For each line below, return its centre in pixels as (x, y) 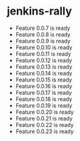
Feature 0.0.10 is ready (44, 47)
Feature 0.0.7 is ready (43, 28)
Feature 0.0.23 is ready (45, 131)
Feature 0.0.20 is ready (45, 112)
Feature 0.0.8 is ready (43, 34)
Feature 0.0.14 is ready (44, 73)
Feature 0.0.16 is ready (44, 86)
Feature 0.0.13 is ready (44, 67)
